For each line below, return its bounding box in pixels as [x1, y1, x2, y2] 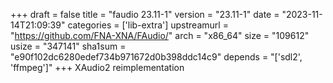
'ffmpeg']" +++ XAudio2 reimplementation [10, 62, 185, 73]
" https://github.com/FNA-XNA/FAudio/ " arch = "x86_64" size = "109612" [10, 30, 310, 41]
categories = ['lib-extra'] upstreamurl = [67, 19, 229, 31]
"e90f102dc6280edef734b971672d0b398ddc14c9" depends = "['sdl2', [10, 51, 303, 63]
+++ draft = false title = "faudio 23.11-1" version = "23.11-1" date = [10, 9, 280, 20]
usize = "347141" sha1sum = [10, 40, 127, 52]
